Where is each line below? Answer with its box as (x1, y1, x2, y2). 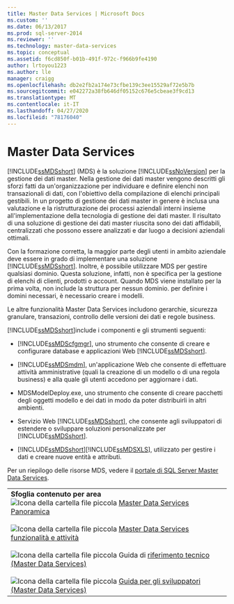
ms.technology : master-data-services (7, 42, 117, 49)
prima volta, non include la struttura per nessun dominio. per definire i (7, 284, 208, 293)
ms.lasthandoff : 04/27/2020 (7, 107, 89, 114)
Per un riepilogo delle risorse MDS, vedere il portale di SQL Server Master (7, 466, 219, 474)
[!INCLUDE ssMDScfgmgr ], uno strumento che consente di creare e (17, 339, 210, 348)
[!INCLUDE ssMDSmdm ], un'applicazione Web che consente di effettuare (17, 360, 226, 369)
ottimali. (7, 233, 30, 242)
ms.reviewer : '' (7, 36, 54, 43)
